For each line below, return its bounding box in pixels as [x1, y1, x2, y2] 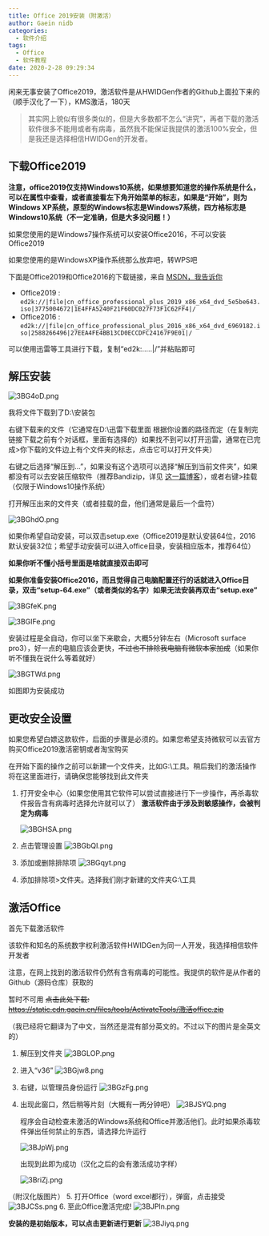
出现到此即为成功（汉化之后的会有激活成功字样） [19, 1159, 182, 1169]
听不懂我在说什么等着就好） [8, 653, 100, 663]
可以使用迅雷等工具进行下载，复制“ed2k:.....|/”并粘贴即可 [8, 343, 196, 353]
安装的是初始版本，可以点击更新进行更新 [8, 1218, 142, 1228]
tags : [8, 42, 26, 50]
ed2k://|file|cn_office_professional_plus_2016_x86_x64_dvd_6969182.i [19, 322, 261, 330]
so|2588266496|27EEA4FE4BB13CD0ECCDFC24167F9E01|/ [19, 329, 193, 337]
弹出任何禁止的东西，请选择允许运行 [26, 1126, 147, 1136]
